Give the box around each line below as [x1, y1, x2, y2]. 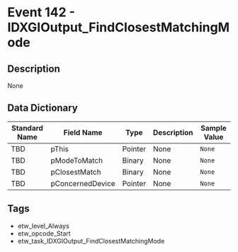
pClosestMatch [50, 167, 101, 177]
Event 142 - [7, 4, 76, 21]
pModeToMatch [50, 155, 103, 165]
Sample [200, 123, 227, 133]
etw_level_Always [17, 221, 69, 230]
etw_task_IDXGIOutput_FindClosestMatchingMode [17, 236, 165, 245]
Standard [11, 123, 44, 133]
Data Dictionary [7, 102, 78, 114]
